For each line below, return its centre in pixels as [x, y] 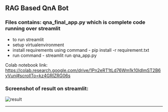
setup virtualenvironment [38, 45]
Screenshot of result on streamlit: [47, 88]
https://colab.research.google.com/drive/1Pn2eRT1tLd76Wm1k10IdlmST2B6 [83, 70]
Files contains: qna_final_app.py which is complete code [75, 22]
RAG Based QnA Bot [37, 8]
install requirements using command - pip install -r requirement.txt [81, 50]
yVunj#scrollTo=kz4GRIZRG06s [38, 75]
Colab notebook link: [26, 65]
